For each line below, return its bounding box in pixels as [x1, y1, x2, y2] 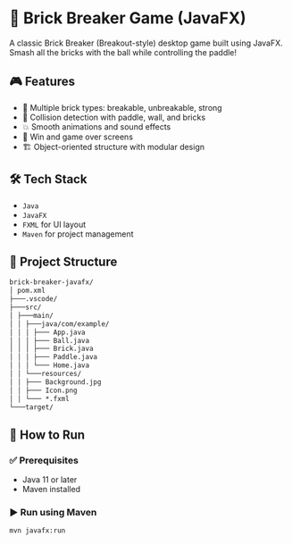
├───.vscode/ [9, 295, 58, 304]
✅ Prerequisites [9, 454, 79, 466]
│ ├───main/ [9, 311, 54, 320]
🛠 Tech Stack [9, 172, 88, 187]
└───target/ [9, 402, 54, 412]
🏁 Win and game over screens [21, 131, 134, 142]
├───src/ [9, 303, 42, 312]
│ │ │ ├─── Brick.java [9, 344, 94, 354]
